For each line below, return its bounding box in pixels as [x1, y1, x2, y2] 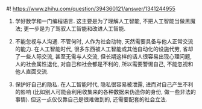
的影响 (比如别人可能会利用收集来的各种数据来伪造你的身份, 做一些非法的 [14, 89, 196, 95]
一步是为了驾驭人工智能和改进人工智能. [28, 25, 125, 32]
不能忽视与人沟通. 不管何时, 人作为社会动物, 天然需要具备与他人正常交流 [14, 38, 194, 45]
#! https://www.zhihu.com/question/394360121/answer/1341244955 [6, 5, 176, 12]
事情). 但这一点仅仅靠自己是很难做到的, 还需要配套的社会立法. [14, 96, 168, 103]
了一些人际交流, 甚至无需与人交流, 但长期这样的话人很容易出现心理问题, [14, 53, 192, 60]
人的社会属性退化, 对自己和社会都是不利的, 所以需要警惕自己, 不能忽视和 [14, 60, 194, 67]
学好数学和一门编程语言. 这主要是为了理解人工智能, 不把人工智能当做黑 [14, 17, 191, 25]
